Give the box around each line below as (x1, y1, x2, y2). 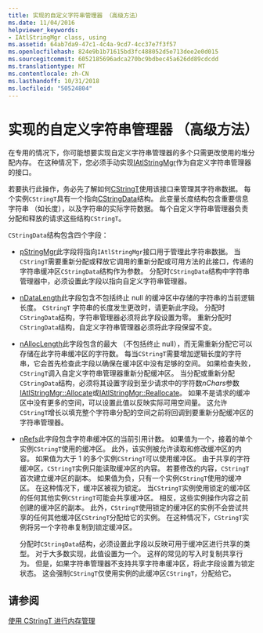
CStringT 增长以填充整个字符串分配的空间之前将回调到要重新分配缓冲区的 (19, 408, 254, 417)
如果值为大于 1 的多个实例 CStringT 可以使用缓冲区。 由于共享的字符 (34, 454, 250, 464)
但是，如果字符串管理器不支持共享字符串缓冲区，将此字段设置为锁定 (34, 558, 255, 569)
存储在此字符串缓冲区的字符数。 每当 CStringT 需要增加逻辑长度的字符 (19, 349, 243, 358)
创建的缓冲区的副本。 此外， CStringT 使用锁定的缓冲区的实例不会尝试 (19, 503, 243, 512)
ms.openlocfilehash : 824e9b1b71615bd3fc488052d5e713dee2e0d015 (8, 48, 219, 56)
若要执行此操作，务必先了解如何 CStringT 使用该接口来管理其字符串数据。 (8, 184, 243, 194)
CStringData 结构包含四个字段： (8, 231, 109, 240)
